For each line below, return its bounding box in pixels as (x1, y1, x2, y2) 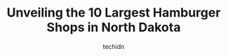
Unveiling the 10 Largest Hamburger (6, 5, 221, 21)
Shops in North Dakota (46, 19, 181, 35)
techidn (102, 42, 125, 50)
